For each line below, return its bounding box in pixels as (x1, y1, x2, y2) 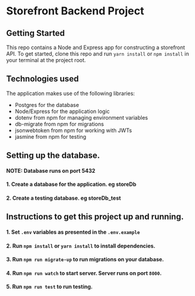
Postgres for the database (14, 101, 80, 108)
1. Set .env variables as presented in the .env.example (6, 228, 141, 236)
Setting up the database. (6, 151, 100, 161)
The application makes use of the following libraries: (6, 90, 135, 97)
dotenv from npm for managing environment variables (14, 114, 148, 121)
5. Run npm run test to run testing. (6, 283, 93, 291)
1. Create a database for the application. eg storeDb (6, 181, 136, 188)
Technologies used (6, 74, 79, 84)
